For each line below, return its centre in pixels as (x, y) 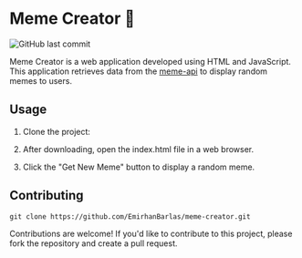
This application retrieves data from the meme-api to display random (138, 71)
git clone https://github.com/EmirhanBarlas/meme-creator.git (130, 217)
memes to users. (41, 80)
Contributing (47, 196)
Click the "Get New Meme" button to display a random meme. (139, 167)
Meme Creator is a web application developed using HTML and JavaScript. (151, 61)
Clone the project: (57, 131)
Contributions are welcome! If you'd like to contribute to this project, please (151, 233)
